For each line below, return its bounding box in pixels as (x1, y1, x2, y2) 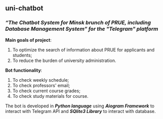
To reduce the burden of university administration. (12, 57, 116, 64)
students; (12, 52, 33, 58)
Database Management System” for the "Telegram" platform (5, 25, 158, 32)
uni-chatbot (5, 4, 44, 13)
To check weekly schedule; (12, 77, 69, 83)
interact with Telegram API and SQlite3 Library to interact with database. (5, 108, 156, 114)
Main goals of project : (5, 37, 52, 43)
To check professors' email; (12, 82, 70, 88)
